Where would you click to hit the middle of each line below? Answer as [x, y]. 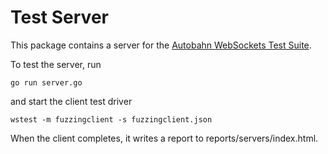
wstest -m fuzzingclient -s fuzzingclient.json [111, 119]
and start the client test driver [71, 101]
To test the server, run [56, 64]
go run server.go [46, 82]
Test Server [59, 17]
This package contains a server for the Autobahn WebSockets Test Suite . [161, 45]
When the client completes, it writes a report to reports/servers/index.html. [164, 138]
